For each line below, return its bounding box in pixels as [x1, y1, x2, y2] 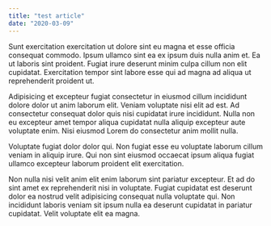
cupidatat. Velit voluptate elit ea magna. [8, 208, 140, 218]
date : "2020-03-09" [8, 19, 74, 27]
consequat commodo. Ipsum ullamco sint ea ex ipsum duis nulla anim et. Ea [8, 50, 260, 60]
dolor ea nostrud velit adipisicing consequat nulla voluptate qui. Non [8, 191, 235, 201]
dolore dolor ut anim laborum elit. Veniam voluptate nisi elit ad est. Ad [8, 100, 240, 110]
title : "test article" [8, 11, 85, 20]
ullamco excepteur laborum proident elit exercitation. [8, 158, 184, 168]
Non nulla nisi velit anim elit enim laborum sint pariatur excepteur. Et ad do [8, 174, 256, 184]
